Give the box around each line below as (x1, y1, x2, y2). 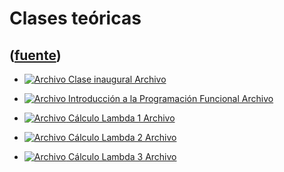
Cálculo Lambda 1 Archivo (68, 112, 176, 124)
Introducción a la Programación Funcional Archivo (68, 93, 274, 104)
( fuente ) (9, 47, 62, 64)
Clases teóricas (9, 7, 142, 30)
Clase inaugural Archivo (68, 73, 167, 85)
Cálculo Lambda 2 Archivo (68, 132, 177, 143)
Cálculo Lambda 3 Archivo (68, 151, 177, 162)
